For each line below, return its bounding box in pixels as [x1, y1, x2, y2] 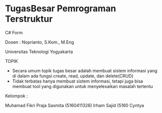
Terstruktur [5, 13, 53, 25]
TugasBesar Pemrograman [5, 3, 116, 14]
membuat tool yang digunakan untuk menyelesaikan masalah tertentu [12, 83, 153, 89]
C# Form [5, 29, 23, 35]
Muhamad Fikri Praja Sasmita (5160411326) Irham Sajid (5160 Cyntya [5, 102, 144, 108]
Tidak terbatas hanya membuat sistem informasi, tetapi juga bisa [12, 78, 143, 84]
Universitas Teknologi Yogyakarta [5, 49, 73, 55]
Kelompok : [5, 93, 28, 99]
